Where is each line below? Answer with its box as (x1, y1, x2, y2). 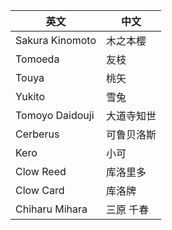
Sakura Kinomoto (15, 34, 97, 47)
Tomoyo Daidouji (15, 109, 95, 122)
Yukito (15, 90, 46, 103)
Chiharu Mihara (15, 202, 88, 216)
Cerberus (15, 127, 60, 141)
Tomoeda (15, 52, 60, 66)
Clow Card (15, 184, 65, 197)
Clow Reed (15, 165, 67, 178)
